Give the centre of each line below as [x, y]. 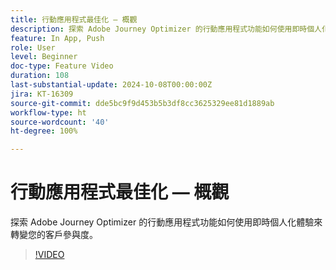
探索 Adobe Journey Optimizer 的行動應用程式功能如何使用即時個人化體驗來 [166, 222]
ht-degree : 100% [44, 131]
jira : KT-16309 [42, 94]
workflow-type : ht [48, 112]
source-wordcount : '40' [60, 122]
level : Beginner [44, 57]
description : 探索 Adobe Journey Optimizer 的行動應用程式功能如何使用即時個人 [166, 29]
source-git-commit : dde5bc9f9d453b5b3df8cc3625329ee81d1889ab [142, 103]
